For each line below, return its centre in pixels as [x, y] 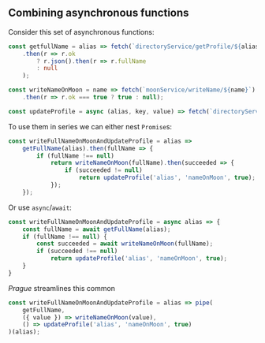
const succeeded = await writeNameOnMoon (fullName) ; [125, 244]
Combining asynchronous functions [99, 13]
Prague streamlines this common [62, 288]
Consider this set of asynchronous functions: [81, 32]
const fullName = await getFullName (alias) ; [97, 229]
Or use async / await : [40, 207]
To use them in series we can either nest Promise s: [90, 126]
